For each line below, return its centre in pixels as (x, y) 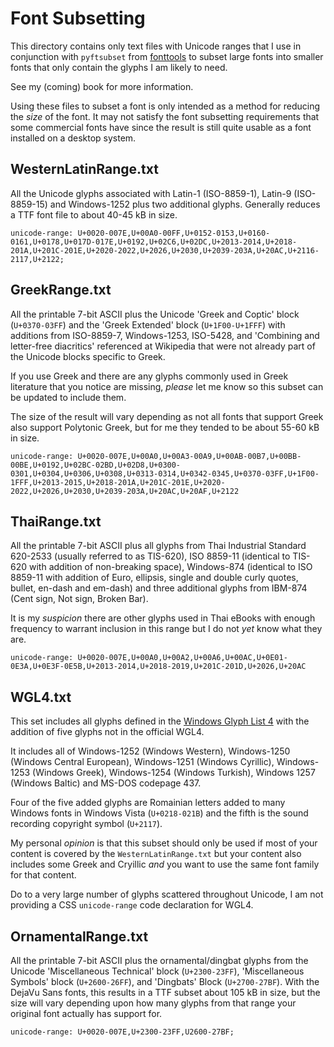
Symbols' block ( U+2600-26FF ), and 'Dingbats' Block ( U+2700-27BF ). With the (165, 981)
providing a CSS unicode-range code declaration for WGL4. (132, 905)
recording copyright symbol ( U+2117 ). (86, 824)
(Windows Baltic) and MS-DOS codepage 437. (106, 783)
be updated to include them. (68, 397)
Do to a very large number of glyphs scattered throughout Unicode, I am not (167, 894)
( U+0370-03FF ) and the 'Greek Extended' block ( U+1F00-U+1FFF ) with (148, 324)
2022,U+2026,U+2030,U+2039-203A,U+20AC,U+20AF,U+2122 (125, 491)
